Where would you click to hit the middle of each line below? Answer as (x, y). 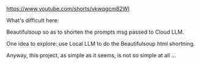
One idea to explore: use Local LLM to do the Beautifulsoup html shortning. (101, 44)
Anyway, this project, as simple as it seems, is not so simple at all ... (91, 55)
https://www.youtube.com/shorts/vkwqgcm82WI (68, 9)
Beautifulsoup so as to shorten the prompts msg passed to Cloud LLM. (95, 32)
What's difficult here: (33, 20)
